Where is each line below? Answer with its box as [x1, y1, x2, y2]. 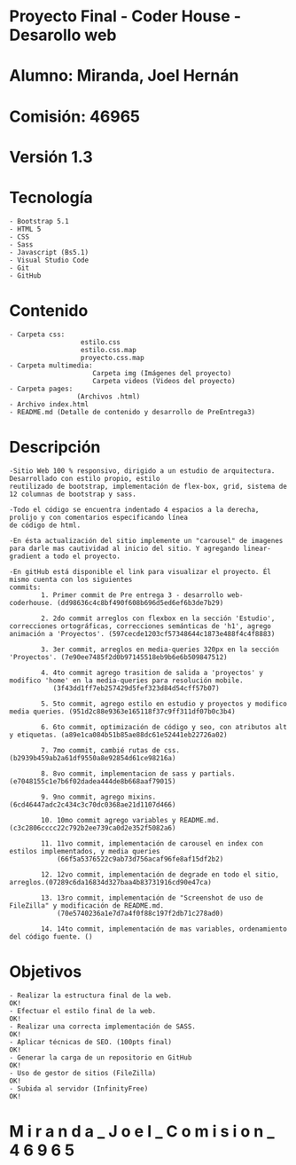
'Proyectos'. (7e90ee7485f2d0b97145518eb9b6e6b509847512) [9, 652, 228, 662]
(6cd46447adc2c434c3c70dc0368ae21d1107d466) [9, 800, 176, 809]
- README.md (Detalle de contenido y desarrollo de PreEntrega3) [9, 407, 255, 416]
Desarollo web [9, 25, 117, 45]
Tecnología [9, 187, 93, 208]
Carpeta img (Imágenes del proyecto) [92, 368, 232, 378]
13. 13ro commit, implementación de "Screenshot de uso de [41, 893, 264, 902]
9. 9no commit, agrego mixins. [41, 792, 157, 801]
